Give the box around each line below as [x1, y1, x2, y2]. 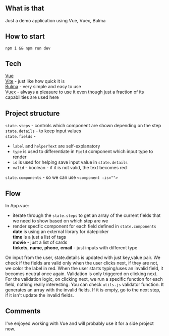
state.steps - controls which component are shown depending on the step [5, 123, 161, 129]
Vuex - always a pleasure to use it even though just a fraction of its [5, 89, 144, 95]
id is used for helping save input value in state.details [12, 159, 128, 165]
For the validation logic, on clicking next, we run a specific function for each [5, 276, 163, 282]
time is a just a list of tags [12, 234, 67, 240]
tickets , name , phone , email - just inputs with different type [12, 245, 138, 251]
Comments [5, 307, 41, 316]
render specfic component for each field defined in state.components [12, 223, 156, 230]
